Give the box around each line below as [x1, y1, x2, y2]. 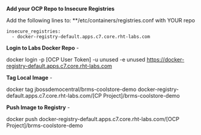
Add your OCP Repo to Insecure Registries [6, 5, 115, 12]
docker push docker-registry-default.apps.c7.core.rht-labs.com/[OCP [6, 116, 180, 122]
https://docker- [146, 56, 185, 63]
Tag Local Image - [6, 74, 53, 81]
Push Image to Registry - [6, 104, 70, 111]
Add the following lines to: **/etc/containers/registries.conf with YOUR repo [6, 17, 196, 24]
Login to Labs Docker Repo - [6, 45, 79, 51]
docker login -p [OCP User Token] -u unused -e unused [6, 56, 145, 63]
